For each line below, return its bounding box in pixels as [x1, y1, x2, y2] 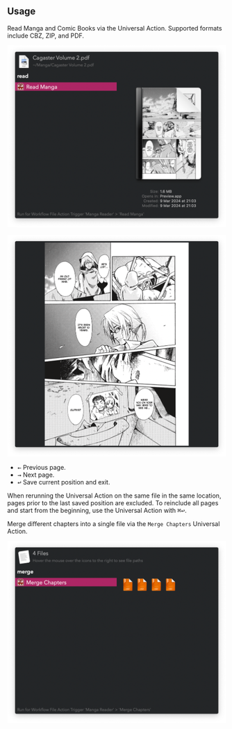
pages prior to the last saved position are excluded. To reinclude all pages [7, 499, 219, 507]
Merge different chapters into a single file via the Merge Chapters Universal [7, 520, 220, 528]
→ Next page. [17, 470, 55, 479]
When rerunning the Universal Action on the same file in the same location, [7, 491, 222, 500]
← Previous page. [17, 464, 66, 472]
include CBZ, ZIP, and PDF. [7, 31, 85, 40]
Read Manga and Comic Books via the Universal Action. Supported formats [7, 24, 222, 32]
